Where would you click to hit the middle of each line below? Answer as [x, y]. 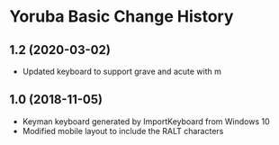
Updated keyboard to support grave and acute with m [122, 71]
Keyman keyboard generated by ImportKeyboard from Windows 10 [146, 121]
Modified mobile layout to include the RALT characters [123, 131]
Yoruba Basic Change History [121, 17]
